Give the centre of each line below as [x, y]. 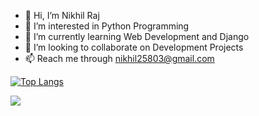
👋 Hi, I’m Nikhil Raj [62, 15]
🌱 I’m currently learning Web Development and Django [137, 36]
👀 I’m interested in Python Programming [107, 26]
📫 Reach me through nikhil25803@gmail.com [119, 58]
